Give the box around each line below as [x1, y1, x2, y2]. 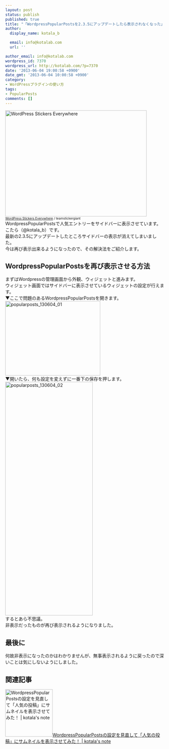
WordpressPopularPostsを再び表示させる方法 [5, 262, 150, 270]
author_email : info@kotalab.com [5, 54, 73, 59]
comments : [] [5, 96, 33, 101]
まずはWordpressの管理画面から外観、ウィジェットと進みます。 [5, 276, 138, 282]
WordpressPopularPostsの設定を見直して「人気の [52, 732, 156, 738]
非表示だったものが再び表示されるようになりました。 [5, 622, 116, 628]
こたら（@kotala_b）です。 [5, 227, 62, 233]
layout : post [5, 7, 33, 13]
